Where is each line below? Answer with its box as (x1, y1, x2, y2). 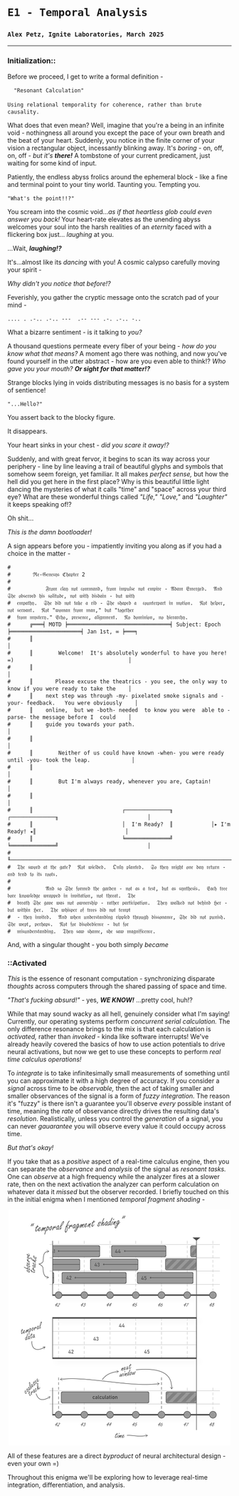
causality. (7, 108, 40, 116)
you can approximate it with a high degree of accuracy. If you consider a (7, 1076, 220, 1085)
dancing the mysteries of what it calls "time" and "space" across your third (7, 485, 226, 493)
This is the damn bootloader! (7, 527, 92, 536)
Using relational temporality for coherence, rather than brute (7, 101, 202, 108)
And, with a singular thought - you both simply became (7, 940, 169, 949)
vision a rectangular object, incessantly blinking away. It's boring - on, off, (7, 143, 224, 152)
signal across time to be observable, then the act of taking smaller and (7, 1084, 215, 1093)
